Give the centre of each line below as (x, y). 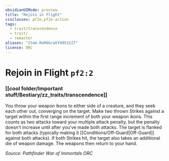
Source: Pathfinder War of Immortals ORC (49, 153)
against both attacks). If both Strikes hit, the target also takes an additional (83, 138)
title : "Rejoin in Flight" (34, 15)
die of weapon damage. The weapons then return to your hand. (71, 144)
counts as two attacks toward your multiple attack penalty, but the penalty (82, 122)
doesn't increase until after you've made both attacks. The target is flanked (83, 128)
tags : (11, 24)
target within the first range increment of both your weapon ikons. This (79, 116)
